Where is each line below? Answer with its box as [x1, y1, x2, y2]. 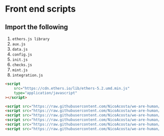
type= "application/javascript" [14, 90, 78, 96]
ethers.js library [12, 37, 50, 41]
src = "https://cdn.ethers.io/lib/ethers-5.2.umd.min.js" [14, 86, 130, 91]
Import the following [5, 23, 68, 31]
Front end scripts [5, 3, 76, 15]
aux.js [12, 42, 26, 47]
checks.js [12, 62, 33, 67]
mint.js [12, 68, 28, 73]
